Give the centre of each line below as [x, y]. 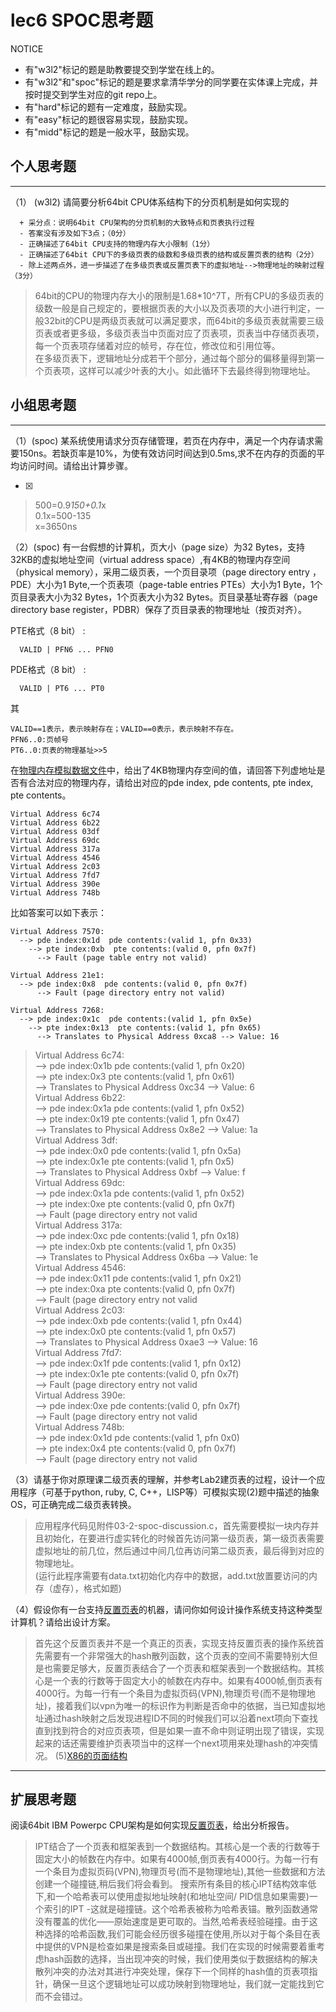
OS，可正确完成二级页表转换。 [73, 1504]
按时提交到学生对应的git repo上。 [93, 94]
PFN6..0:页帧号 [39, 739]
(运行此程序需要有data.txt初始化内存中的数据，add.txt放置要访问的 [172, 1575]
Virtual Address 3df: [76, 1140]
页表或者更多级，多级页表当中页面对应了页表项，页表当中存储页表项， [179, 333]
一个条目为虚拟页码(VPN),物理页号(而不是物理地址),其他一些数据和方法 [180, 1872]
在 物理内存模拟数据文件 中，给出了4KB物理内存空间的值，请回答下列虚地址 [163, 770]
